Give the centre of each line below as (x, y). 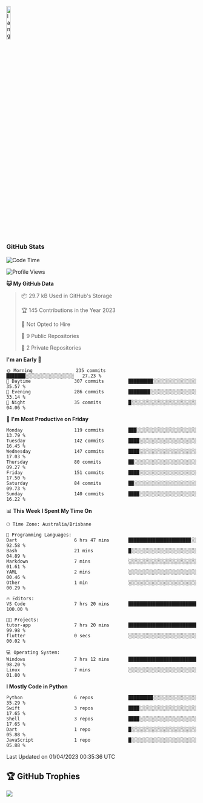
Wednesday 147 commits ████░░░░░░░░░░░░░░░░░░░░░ (101, 451)
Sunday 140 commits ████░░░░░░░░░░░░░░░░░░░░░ (101, 494)
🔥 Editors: (20, 598)
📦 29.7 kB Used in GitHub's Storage (67, 296)
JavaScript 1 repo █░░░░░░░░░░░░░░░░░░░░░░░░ (101, 740)
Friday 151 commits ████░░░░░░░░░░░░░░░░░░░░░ (101, 473)
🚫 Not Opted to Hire (46, 324)
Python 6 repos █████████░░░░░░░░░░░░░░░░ (101, 697)
